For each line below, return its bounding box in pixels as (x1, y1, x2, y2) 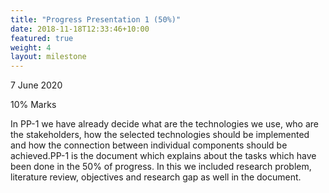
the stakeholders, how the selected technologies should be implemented (10, 129, 310, 141)
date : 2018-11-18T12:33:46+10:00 (10, 24, 150, 34)
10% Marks (10, 99, 57, 111)
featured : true (10, 33, 74, 43)
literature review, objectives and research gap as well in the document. (10, 171, 302, 183)
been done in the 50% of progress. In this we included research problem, (10, 161, 312, 173)
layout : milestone (10, 52, 87, 62)
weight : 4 (10, 42, 52, 53)
